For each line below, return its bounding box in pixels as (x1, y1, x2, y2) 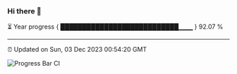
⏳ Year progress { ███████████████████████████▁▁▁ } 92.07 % (7, 22, 224, 31)
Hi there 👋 (7, 6, 42, 16)
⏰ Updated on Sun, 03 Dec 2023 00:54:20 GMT (7, 45, 147, 54)
